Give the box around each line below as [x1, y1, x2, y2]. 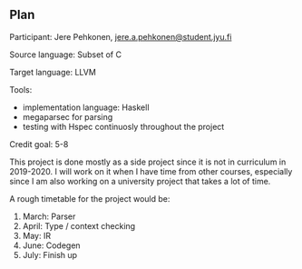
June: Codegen [22, 240, 81, 251]
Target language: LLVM [9, 66, 97, 77]
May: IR [22, 230, 52, 241]
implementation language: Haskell [22, 102, 150, 113]
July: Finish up [22, 249, 78, 260]
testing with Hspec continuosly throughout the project [22, 121, 225, 132]
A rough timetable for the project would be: [9, 193, 170, 204]
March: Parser [22, 211, 76, 222]
